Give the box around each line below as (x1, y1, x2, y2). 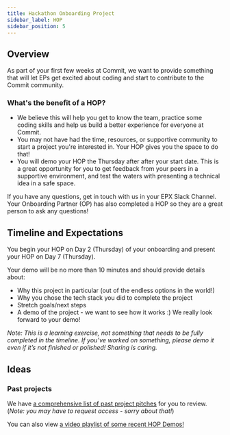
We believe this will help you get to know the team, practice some (16, 114, 203, 122)
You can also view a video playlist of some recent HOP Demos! (7, 420, 185, 428)
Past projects (7, 384, 53, 393)
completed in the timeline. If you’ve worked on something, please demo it (7, 336, 214, 344)
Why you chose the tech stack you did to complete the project (16, 294, 193, 302)
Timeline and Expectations (7, 227, 123, 239)
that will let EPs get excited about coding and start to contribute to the (7, 73, 204, 82)
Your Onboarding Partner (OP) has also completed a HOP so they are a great (7, 200, 223, 208)
